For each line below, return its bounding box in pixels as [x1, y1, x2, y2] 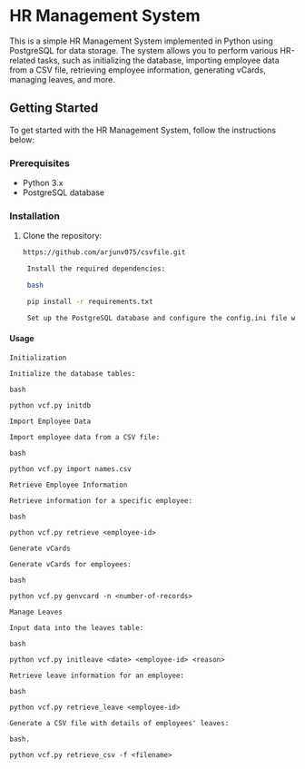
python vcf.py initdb [9, 400, 92, 409]
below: [9, 133, 34, 145]
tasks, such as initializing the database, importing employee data [37, 54, 280, 65]
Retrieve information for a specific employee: [9, 496, 193, 505]
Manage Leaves [9, 607, 64, 616]
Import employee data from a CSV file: [9, 432, 161, 441]
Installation [9, 210, 61, 222]
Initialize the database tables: [9, 369, 136, 378]
